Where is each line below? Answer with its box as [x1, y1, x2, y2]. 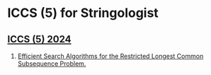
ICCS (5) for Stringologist [7, 5, 159, 21]
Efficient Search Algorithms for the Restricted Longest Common [17, 52, 204, 60]
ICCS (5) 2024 [7, 33, 72, 45]
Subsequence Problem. [17, 59, 86, 68]
